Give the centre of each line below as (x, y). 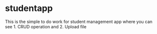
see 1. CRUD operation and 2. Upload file (46, 26)
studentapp (29, 8)
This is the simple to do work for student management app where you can (79, 22)
